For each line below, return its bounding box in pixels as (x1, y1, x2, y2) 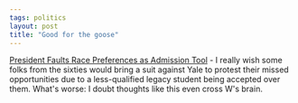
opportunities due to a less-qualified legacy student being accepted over (9, 74, 281, 85)
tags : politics (9, 13, 67, 23)
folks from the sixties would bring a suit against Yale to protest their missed (9, 64, 289, 75)
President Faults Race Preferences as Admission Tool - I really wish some (9, 55, 283, 66)
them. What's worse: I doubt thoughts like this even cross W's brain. (9, 83, 264, 95)
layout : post (9, 22, 59, 31)
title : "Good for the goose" (9, 30, 119, 39)
